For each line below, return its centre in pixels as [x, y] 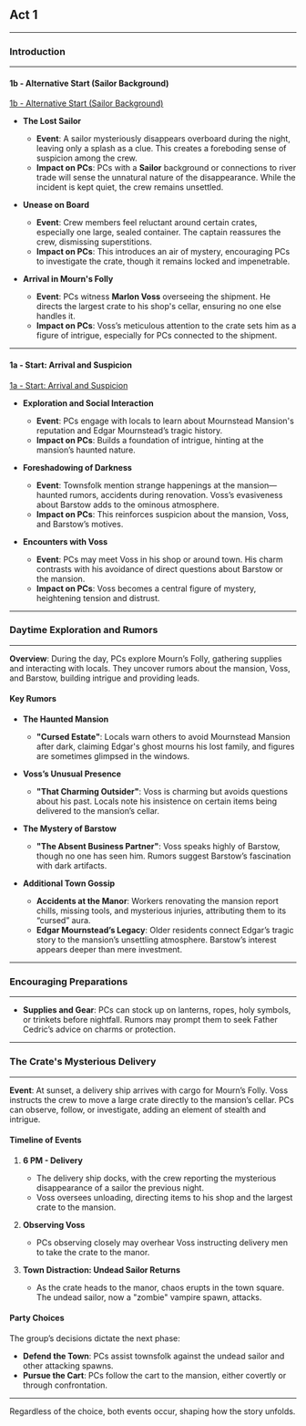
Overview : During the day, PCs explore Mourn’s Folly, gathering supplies [146, 658]
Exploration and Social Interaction [88, 403]
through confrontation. [65, 1385]
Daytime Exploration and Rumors [84, 630]
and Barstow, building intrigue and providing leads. [105, 678]
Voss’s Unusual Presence [71, 774]
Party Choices [37, 1318]
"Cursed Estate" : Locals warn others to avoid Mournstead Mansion [163, 737]
